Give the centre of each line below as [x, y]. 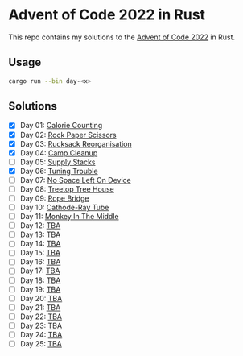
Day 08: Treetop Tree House [67, 189]
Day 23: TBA [41, 325]
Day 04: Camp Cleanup [59, 153]
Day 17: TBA [40, 271]
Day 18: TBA [40, 280]
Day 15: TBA [40, 253]
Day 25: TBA [41, 343]
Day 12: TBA [40, 226]
